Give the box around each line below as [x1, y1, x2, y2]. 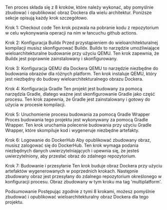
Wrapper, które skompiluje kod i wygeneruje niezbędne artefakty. [5, 127, 139, 133]
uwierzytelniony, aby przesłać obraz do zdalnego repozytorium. [5, 153, 136, 159]
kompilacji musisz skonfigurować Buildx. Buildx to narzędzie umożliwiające [5, 45, 160, 51]
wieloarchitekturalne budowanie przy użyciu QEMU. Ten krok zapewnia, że [5, 50, 159, 56]
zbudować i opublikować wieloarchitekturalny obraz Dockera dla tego [5, 194, 149, 199]
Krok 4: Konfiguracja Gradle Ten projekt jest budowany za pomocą [5, 86, 142, 92]
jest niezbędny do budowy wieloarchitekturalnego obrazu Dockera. [5, 76, 143, 82]
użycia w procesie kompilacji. [5, 102, 66, 107]
